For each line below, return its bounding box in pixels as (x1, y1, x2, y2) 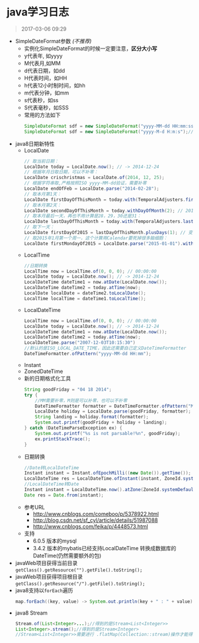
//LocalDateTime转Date (24, 481, 79, 488)
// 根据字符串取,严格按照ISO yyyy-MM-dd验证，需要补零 (24, 180, 147, 186)
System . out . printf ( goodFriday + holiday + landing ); (35, 420, 168, 426)
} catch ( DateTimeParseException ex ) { (24, 425, 123, 431)
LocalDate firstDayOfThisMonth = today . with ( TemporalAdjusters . (24, 196, 186, 203)
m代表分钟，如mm (24, 89, 70, 96)
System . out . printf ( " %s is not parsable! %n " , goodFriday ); (35, 430, 181, 436)
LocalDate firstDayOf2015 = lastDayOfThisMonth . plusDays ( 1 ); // (24, 230, 186, 236)
